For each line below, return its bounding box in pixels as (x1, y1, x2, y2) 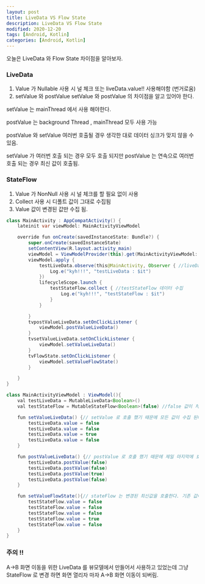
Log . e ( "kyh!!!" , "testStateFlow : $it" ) (60, 291, 165, 297)
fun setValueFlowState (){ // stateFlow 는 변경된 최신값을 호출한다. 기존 (17, 493, 191, 499)
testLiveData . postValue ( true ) (28, 470, 105, 477)
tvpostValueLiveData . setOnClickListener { (28, 319, 138, 325)
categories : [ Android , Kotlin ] (6, 37, 86, 43)
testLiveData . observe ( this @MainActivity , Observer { (38, 262, 176, 269)
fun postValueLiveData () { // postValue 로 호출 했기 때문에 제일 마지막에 (17, 454, 193, 460)
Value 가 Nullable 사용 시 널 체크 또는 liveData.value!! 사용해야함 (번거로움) (15, 85, 196, 92)
